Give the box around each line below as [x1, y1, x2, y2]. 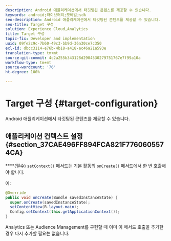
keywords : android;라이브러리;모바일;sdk [5, 12, 87, 17]
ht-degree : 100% [5, 70, 40, 75]
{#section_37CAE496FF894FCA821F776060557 [5, 140, 164, 149]
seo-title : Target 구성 [5, 22, 54, 27]
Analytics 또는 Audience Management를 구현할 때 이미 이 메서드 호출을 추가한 [5, 224, 164, 230]
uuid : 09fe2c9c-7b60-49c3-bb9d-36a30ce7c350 [5, 41, 102, 46]
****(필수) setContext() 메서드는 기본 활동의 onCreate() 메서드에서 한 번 [5, 163, 153, 169]
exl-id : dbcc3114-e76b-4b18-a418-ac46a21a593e [5, 46, 106, 51]
